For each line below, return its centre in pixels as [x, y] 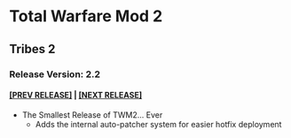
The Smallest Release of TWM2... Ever [92, 115]
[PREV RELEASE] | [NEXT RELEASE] [76, 96]
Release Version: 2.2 [55, 74]
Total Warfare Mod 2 [86, 16]
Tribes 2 [32, 49]
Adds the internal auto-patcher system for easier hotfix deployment [158, 124]
